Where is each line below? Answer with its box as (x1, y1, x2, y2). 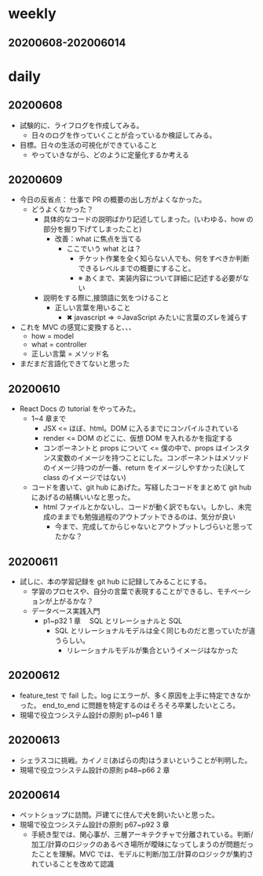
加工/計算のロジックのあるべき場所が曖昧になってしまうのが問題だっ (31, 840, 254, 849)
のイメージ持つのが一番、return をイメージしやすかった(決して (42, 463, 246, 472)
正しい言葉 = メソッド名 (31, 349, 109, 358)
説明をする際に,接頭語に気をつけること (42, 293, 170, 302)
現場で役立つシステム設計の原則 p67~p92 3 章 (19, 820, 170, 830)
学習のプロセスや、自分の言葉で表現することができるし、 (31, 587, 217, 596)
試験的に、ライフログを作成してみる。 (19, 120, 144, 130)
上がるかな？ (52, 596, 94, 606)
